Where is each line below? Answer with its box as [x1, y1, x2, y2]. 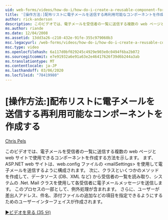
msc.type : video [5, 45, 39, 50]
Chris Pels [5, 138, 26, 144]
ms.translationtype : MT [5, 59, 55, 64]
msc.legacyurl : [5, 40, 37, 45]
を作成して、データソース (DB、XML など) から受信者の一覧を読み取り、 [5, 173, 154, 179]
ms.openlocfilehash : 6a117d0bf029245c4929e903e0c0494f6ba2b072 [5, 49, 140, 54]
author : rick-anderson [5, 17, 52, 22]
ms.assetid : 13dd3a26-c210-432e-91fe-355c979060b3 [5, 36, 113, 41]
